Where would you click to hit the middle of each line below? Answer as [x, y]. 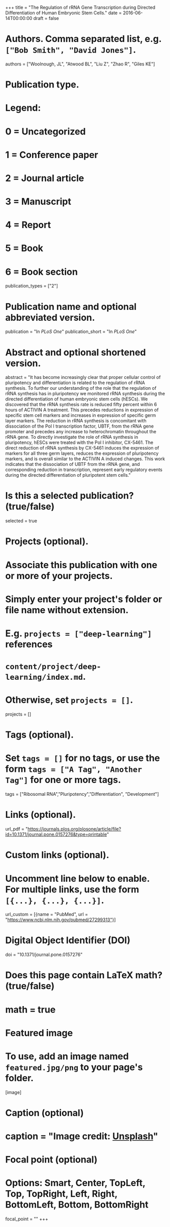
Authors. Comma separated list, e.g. [83, 39]
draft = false [46, 18]
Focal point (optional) [51, 1160]
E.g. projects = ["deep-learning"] [79, 633]
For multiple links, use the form [72, 889]
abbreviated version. [50, 317]
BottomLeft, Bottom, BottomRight [77, 1205]
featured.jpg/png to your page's [74, 1067]
